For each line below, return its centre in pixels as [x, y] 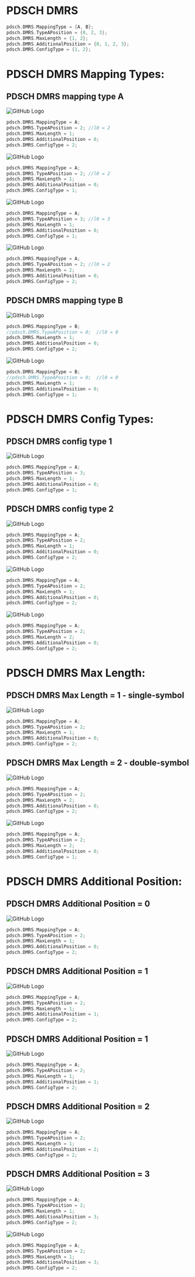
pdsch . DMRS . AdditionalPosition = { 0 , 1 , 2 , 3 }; [68, 44]
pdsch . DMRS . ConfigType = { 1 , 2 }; [49, 49]
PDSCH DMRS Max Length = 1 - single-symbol [95, 696]
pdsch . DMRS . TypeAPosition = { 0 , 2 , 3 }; [57, 32]
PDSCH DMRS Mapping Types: [85, 74]
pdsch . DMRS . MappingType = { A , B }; [50, 27]
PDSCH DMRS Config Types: [80, 419]
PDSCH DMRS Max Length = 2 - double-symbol [98, 763]
